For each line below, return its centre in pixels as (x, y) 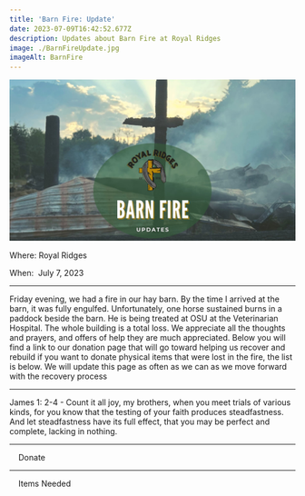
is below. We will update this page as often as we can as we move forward (148, 366)
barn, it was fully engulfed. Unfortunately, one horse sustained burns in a (146, 308)
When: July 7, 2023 (47, 273)
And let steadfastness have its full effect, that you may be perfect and (140, 422)
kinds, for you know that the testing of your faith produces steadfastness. (147, 412)
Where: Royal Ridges (49, 255)
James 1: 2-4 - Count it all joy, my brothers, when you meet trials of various (150, 402)
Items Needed (44, 483)
